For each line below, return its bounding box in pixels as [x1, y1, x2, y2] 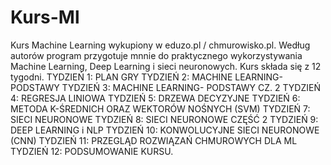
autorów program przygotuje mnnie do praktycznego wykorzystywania [10, 49, 303, 61]
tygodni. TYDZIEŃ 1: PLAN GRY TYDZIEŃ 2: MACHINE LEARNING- [10, 71, 283, 83]
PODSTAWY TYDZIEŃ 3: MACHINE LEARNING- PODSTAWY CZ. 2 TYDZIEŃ [10, 81, 321, 93]
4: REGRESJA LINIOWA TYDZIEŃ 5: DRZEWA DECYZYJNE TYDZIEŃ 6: [10, 92, 301, 104]
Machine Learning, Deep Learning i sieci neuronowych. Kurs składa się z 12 [10, 60, 322, 72]
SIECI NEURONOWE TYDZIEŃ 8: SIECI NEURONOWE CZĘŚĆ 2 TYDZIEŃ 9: [10, 113, 319, 125]
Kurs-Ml [10, 6, 80, 29]
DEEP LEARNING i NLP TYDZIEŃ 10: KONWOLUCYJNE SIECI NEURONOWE [10, 124, 320, 136]
